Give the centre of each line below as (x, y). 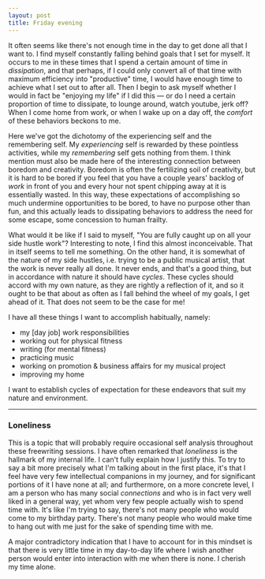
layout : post (30, 15)
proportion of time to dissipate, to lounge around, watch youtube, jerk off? (128, 104)
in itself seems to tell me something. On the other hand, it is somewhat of (127, 251)
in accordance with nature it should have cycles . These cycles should (121, 277)
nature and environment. (48, 398)
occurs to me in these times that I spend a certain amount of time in (118, 62)
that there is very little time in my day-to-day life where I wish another (121, 550)
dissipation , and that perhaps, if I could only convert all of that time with (125, 70)
